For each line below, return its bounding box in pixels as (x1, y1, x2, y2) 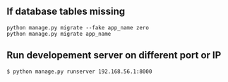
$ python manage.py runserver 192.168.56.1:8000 (6, 68, 152, 75)
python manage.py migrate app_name (6, 30, 112, 37)
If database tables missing (6, 6, 126, 18)
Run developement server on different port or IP (6, 49, 222, 62)
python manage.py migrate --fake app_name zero (6, 24, 150, 31)
